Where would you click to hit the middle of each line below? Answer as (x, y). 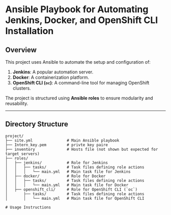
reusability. (17, 103)
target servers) (22, 154)
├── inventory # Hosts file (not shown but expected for (82, 149)
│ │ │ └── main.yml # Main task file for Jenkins (68, 172)
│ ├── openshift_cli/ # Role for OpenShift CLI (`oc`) (72, 190)
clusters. (22, 88)
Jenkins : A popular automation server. (53, 72)
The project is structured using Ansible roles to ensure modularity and (79, 98)
